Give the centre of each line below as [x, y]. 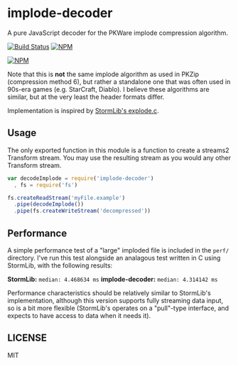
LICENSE [27, 338]
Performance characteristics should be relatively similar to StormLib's [109, 292]
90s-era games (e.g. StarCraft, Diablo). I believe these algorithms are [108, 89]
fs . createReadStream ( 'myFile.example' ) [66, 198]
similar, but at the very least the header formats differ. [86, 97]
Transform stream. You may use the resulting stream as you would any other [119, 157]
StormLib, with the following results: [60, 265]
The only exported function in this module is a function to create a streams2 [118, 150]
